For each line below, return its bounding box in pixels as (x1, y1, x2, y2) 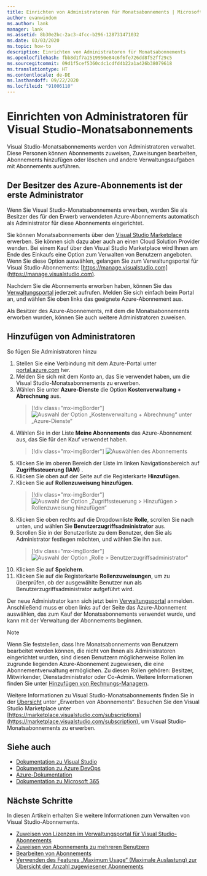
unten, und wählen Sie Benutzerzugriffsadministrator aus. (15, 522, 166, 530)
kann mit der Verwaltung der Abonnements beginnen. (7, 616, 143, 624)
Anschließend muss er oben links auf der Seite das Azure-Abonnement (7, 603, 187, 611)
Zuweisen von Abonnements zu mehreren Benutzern (15, 843, 150, 851)
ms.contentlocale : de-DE (7, 72, 71, 78)
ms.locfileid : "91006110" (7, 83, 73, 90)
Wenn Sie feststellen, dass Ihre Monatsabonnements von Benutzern (7, 640, 179, 648)
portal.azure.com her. (15, 366, 71, 373)
